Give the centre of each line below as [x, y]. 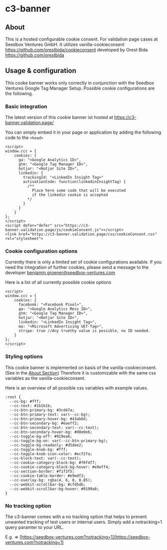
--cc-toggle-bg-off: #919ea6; [41, 436]
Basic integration [26, 106]
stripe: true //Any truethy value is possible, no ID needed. [84, 331]
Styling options [24, 356]
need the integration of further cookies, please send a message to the [77, 267]
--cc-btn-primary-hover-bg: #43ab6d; [49, 419]
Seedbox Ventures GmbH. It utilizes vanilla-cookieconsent [65, 44]
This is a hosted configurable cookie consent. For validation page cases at [82, 39]
